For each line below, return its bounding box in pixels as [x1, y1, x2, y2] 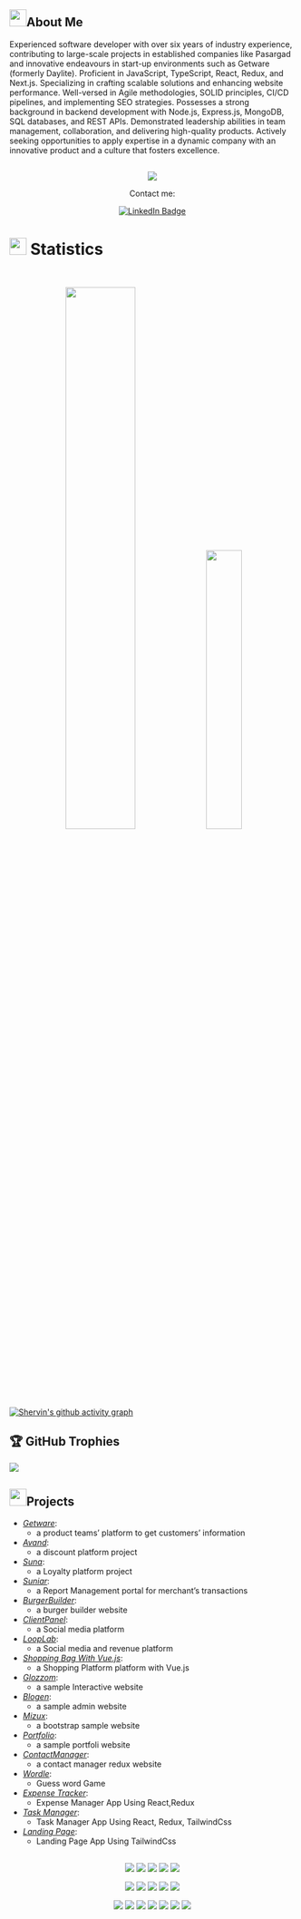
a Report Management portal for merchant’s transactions [35, 1585, 248, 1596]
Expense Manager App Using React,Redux [35, 1797, 195, 1808]
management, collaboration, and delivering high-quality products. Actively [9, 125, 286, 136]
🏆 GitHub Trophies [9, 1434, 121, 1449]
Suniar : [22, 1575, 50, 1587]
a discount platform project [35, 1547, 138, 1558]
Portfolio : [22, 1729, 57, 1741]
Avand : [22, 1537, 50, 1548]
